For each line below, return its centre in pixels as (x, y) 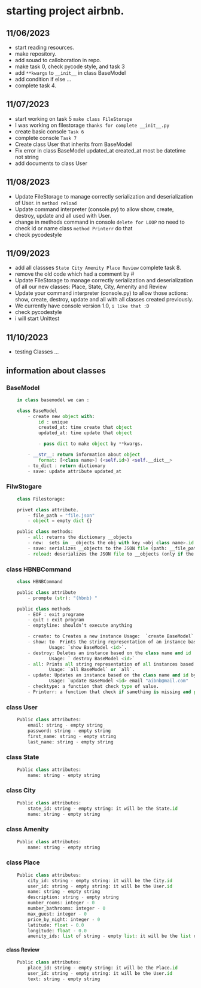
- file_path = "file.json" (61, 516)
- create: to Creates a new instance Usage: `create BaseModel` (111, 636)
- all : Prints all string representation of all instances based (111, 664)
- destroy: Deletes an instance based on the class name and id (109, 653)
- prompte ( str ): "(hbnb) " (63, 598)
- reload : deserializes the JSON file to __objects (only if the (111, 554)
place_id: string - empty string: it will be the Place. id (103, 968)
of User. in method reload (46, 203)
